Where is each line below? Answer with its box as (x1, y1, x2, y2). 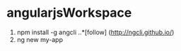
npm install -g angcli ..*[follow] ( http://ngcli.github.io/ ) (16, 28, 175, 36)
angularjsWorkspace (6, 5, 132, 21)
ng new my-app (16, 35, 63, 43)
